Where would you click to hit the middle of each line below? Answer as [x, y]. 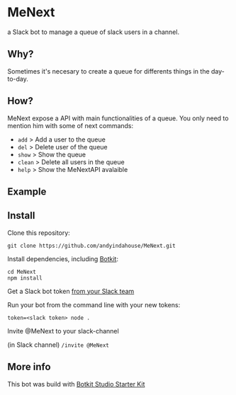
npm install [25, 278]
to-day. [18, 79]
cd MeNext [22, 272]
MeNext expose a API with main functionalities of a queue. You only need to [118, 118]
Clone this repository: [39, 233]
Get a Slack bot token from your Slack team [71, 291]
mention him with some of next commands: [71, 125]
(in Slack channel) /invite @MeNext [58, 345]
